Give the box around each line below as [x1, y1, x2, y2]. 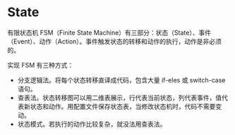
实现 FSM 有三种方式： [7, 60, 74, 69]
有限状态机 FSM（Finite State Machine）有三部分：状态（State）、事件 [7, 28, 212, 37]
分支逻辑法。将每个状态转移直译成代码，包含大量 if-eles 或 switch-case [17, 75, 226, 84]
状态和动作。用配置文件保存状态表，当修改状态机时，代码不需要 [30, 102, 216, 110]
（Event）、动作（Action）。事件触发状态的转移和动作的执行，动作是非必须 [7, 37, 222, 46]
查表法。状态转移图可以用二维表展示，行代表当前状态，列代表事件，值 [17, 93, 222, 102]
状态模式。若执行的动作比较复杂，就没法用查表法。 [17, 120, 167, 128]
